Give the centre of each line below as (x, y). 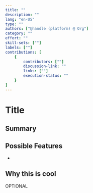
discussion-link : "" (45, 66)
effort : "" (17, 38)
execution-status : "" (46, 76)
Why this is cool (31, 174)
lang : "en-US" (20, 19)
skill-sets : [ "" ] (23, 43)
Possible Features (34, 146)
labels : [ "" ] (19, 47)
